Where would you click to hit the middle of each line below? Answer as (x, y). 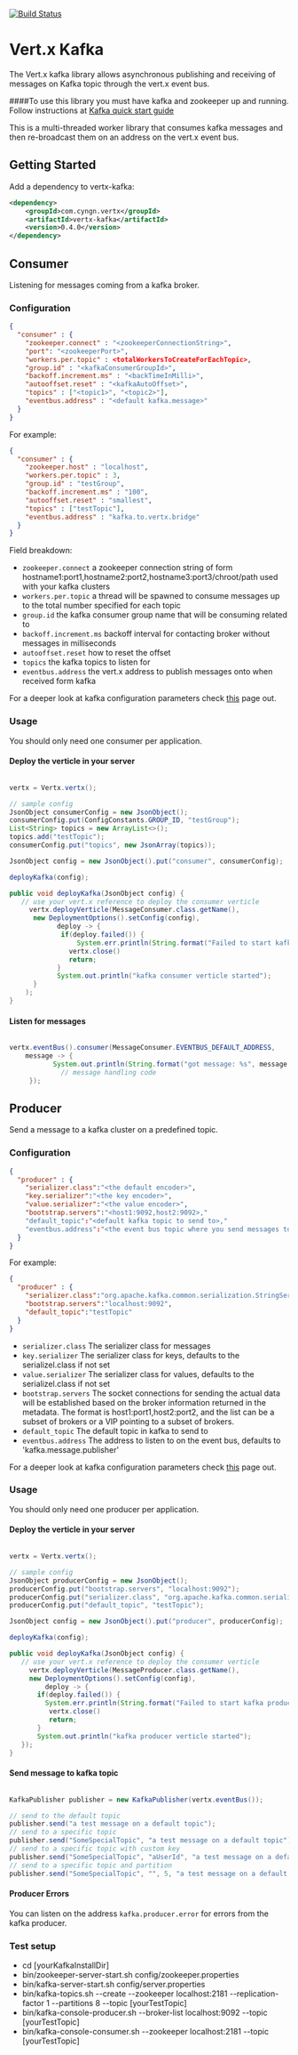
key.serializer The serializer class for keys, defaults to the (131, 1355)
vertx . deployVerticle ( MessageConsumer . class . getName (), (134, 910)
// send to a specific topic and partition (91, 1865)
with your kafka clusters (66, 586)
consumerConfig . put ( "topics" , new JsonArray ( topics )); (113, 845)
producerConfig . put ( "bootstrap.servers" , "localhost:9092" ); (125, 1589)
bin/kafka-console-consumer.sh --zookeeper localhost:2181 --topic (145, 2031)
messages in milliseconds (69, 643)
